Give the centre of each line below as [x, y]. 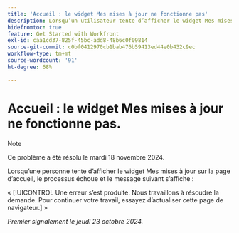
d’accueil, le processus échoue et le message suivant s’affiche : [101, 178]
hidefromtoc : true [34, 27]
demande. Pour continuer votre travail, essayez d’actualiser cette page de [116, 200]
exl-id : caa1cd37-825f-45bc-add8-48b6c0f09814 [78, 41]
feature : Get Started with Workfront [63, 34]
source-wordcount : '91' [43, 61]
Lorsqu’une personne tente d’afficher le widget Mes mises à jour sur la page [119, 171]
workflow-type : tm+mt [39, 54]
